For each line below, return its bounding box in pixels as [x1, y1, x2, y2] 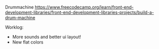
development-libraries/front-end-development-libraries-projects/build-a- [5, 9, 154, 15]
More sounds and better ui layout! [12, 34, 81, 40]
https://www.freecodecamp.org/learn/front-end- [35, 4, 134, 10]
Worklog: [5, 24, 24, 30]
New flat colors [12, 39, 43, 45]
